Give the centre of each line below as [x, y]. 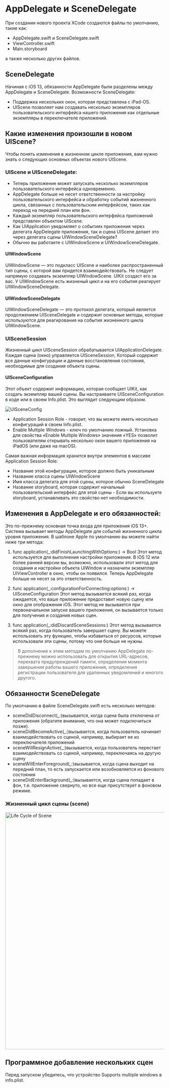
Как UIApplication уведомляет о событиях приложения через [78, 226]
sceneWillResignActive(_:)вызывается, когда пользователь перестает [87, 748]
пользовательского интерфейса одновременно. [64, 189]
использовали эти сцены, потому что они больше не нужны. [78, 641]
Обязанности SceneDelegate [52, 693]
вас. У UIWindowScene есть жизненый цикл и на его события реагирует [83, 282]
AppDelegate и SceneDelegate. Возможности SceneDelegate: [70, 92]
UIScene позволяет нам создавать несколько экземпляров [76, 107]
